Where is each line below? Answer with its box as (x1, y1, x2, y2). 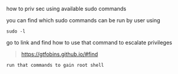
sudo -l (6, 28, 26, 34)
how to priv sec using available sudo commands (6, 5, 127, 12)
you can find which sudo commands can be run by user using (6, 17, 160, 23)
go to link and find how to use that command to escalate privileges (6, 39, 173, 46)
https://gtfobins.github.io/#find (21, 51, 98, 58)
